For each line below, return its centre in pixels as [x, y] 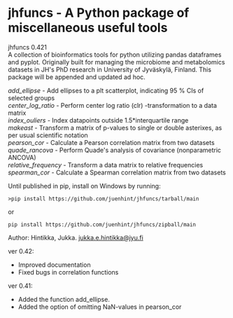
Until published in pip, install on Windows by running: [84, 186]
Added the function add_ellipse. [64, 299]
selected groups [31, 98]
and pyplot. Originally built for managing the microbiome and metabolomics [116, 62]
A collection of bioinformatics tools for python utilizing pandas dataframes [115, 55]
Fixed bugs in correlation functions [68, 272]
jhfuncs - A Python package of [99, 13]
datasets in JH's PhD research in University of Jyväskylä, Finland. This [110, 69]
